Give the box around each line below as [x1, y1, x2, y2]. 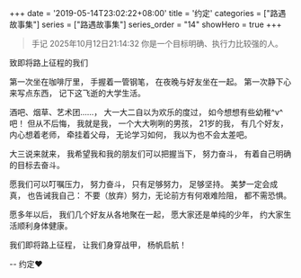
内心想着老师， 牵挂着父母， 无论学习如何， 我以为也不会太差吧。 [9, 130, 252, 139]
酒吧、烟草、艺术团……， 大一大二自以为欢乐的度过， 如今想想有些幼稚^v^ [9, 107, 284, 117]
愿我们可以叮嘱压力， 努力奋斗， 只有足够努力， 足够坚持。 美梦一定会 [9, 179, 270, 189]
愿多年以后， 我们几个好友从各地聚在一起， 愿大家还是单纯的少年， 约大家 [9, 210, 284, 220]
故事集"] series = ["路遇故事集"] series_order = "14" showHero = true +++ [9, 19, 282, 30]
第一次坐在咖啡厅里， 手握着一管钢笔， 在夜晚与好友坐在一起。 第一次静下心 [9, 76, 292, 87]
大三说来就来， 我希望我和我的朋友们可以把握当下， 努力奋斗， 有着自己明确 [9, 148, 292, 159]
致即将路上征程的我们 [9, 58, 88, 67]
